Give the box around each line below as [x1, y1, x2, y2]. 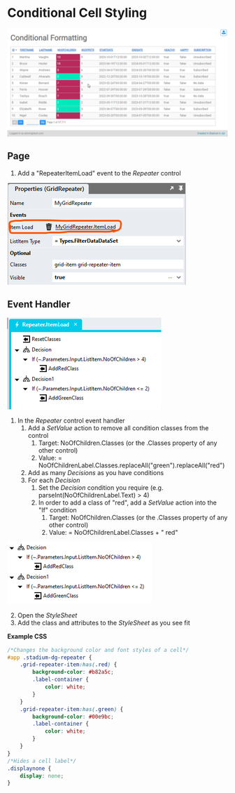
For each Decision [27, 476, 80, 484]
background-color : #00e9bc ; [32, 713, 114, 720]
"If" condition [38, 505, 77, 514]
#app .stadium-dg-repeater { [7, 654, 92, 661]
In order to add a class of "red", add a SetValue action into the [38, 498, 217, 507]
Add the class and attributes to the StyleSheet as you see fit [17, 618, 190, 627]
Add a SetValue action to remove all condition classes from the [27, 423, 209, 432]
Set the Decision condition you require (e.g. [38, 483, 164, 492]
